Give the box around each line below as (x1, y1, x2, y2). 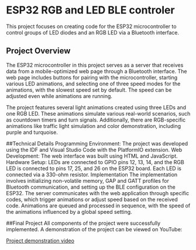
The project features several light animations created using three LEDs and (6, 103, 186, 111)
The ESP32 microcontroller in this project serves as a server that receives (6, 61, 184, 68)
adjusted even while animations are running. (6, 92, 113, 99)
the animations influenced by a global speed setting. (6, 208, 133, 215)
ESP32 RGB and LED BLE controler (6, 4, 175, 17)
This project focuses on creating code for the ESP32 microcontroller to (6, 23, 177, 30)
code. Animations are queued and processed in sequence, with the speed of (6, 202, 191, 209)
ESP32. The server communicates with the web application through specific (6, 189, 189, 196)
